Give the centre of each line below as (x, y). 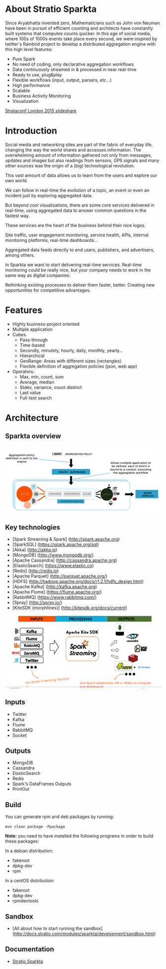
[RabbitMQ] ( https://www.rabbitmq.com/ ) (55, 597)
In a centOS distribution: (30, 881)
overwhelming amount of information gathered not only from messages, (79, 155)
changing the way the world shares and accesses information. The (73, 149)
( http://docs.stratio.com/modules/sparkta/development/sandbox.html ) (84, 934)
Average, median (37, 382)
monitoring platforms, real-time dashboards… (52, 240)
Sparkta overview (33, 436)
